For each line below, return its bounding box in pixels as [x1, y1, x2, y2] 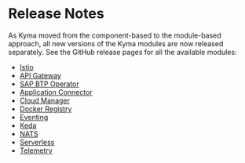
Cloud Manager [19, 96, 71, 105]
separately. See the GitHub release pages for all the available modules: [8, 47, 237, 56]
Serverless [19, 137, 55, 147]
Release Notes [8, 5, 104, 23]
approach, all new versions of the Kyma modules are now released [8, 38, 224, 48]
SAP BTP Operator [19, 79, 80, 89]
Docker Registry [19, 103, 72, 114]
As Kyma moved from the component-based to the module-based [8, 31, 221, 40]
